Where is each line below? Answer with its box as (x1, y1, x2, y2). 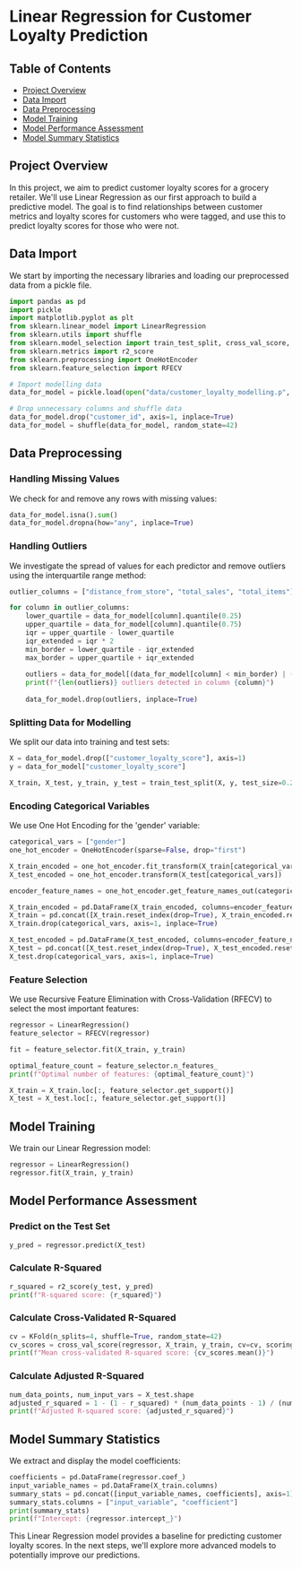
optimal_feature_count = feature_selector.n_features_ (9, 1061, 219, 1071)
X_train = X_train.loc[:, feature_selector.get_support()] (9, 1086, 235, 1095)
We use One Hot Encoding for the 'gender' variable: (9, 820, 201, 831)
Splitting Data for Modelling (9, 715, 132, 728)
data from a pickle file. (9, 280, 92, 290)
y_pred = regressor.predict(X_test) (9, 1240, 146, 1250)
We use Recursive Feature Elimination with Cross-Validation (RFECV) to (9, 993, 272, 1005)
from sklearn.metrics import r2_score (9, 347, 154, 356)
